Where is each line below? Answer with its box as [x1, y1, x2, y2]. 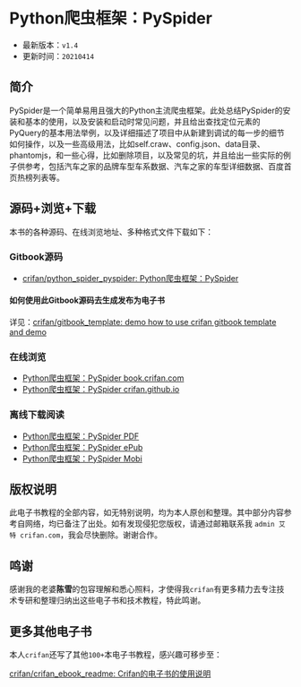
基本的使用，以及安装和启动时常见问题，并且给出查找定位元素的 [24, 116, 261, 126]
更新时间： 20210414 [21, 50, 95, 61]
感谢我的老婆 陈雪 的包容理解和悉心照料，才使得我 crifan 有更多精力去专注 [9, 584, 277, 595]
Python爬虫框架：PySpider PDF [21, 431, 140, 442]
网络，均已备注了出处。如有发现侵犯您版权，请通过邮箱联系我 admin [24, 519, 275, 529]
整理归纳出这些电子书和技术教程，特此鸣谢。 [39, 595, 206, 605]
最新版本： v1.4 [21, 39, 79, 50]
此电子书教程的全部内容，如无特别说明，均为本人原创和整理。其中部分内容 [9, 507, 284, 518]
